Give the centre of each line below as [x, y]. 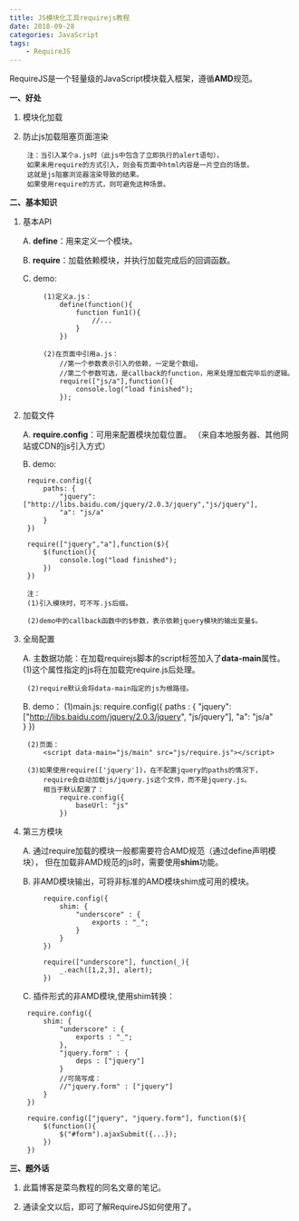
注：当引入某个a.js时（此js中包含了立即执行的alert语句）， [125, 155]
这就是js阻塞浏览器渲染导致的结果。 [85, 175]
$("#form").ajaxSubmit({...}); [118, 1135]
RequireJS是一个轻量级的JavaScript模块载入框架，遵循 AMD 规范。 [134, 79]
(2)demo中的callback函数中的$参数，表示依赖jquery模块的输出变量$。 [145, 621]
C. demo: [39, 279]
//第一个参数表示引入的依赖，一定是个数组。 [131, 364]
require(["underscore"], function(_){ [116, 963]
